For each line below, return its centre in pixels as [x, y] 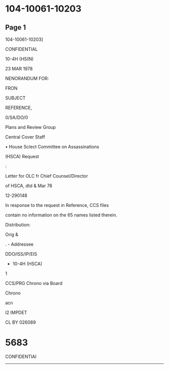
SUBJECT [16, 98]
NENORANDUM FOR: [27, 78]
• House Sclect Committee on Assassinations [52, 147]
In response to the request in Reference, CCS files [57, 205]
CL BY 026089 [21, 322]
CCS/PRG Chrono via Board [34, 283]
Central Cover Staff [25, 137]
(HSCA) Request [22, 156]
